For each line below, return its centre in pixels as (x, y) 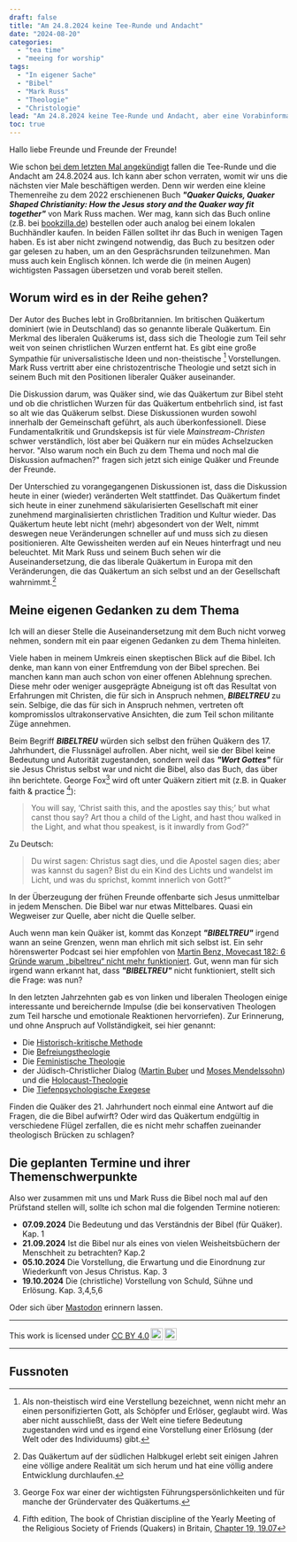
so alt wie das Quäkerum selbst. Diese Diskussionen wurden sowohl (133, 413)
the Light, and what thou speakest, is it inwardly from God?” (140, 827)
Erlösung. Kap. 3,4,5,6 (62, 1291)
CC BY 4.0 (131, 1336)
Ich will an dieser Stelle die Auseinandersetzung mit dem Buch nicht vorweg (147, 631)
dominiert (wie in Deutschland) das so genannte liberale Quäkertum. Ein (140, 328)
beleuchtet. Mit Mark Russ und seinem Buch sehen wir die (115, 552)
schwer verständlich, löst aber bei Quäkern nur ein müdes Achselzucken (141, 441)
